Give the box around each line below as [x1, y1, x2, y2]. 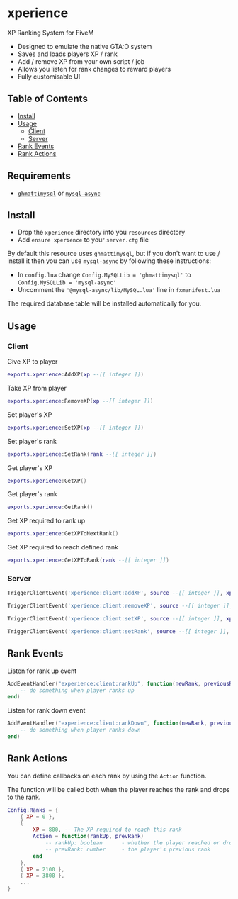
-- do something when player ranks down [20, 727, 141, 734]
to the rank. [7, 793, 41, 801]
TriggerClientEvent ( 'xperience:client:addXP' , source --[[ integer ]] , [7, 590, 223, 597]
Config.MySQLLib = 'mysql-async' [17, 279, 117, 286]
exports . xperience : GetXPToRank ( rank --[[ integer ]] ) [7, 557, 170, 564]
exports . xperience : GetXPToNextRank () [7, 530, 119, 537]
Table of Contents [7, 93, 89, 105]
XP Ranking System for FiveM [7, 28, 94, 37]
